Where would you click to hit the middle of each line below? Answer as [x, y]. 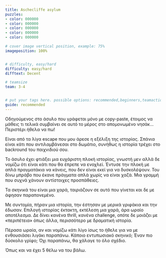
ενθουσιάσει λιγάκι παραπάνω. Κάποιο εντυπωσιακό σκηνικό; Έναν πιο [79, 235]
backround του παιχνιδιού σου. [37, 150]
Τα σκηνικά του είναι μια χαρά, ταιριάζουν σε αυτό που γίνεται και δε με [80, 190]
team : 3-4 [15, 87]
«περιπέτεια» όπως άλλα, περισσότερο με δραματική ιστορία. [69, 220]
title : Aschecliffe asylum [33, 10]
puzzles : [14, 14]
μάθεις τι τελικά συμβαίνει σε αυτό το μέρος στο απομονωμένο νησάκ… [80, 124]
